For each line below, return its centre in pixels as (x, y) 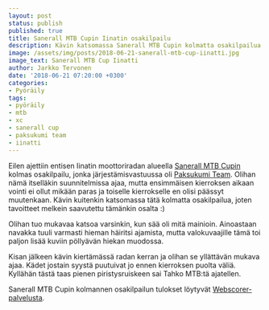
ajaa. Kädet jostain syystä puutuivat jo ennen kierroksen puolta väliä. (122, 265)
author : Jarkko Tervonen (50, 68)
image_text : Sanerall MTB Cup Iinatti (73, 61)
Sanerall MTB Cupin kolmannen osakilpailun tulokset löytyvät (110, 289)
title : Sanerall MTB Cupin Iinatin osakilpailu (90, 38)
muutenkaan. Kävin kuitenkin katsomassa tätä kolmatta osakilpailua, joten (130, 200)
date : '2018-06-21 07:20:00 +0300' (68, 75)
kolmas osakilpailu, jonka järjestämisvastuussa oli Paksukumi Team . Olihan (132, 174)
